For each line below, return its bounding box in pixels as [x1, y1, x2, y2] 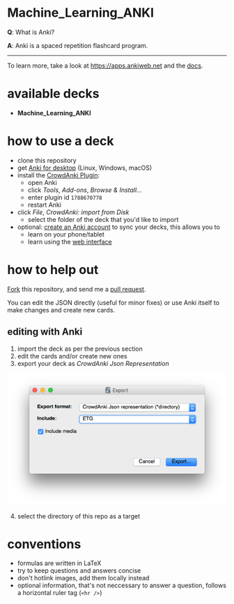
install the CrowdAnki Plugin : [17, 170, 100, 179]
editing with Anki [7, 326, 83, 338]
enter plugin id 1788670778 [27, 193, 102, 201]
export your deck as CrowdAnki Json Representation [17, 359, 169, 367]
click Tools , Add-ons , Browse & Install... [27, 186, 142, 194]
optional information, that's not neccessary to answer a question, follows [17, 581, 226, 589]
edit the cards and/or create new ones [17, 351, 127, 360]
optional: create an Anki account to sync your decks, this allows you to [17, 223, 221, 231]
